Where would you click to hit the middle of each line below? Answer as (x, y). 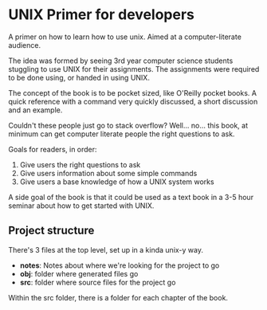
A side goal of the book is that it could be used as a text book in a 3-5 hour (131, 197)
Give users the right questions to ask (80, 164)
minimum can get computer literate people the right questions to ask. (122, 134)
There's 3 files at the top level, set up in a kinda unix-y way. (106, 249)
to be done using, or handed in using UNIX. (79, 77)
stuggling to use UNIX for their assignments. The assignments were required (134, 69)
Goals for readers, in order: (53, 149)
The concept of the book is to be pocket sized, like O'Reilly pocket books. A (133, 92)
